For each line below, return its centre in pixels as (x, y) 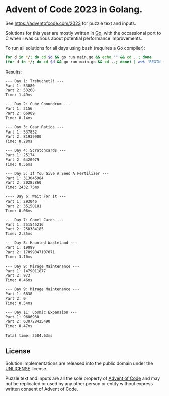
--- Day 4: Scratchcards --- (36, 150)
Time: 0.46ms (19, 280)
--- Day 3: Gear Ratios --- (35, 127)
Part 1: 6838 (19, 294)
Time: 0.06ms (19, 211)
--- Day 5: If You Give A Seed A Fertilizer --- (57, 173)
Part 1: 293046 (21, 202)
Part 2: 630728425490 (28, 322)
